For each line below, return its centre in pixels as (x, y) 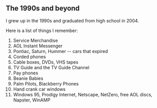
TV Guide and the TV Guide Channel (51, 67)
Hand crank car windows (39, 89)
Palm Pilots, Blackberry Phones (46, 84)
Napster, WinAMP (32, 100)
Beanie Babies (28, 78)
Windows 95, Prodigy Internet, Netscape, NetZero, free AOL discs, (83, 94)
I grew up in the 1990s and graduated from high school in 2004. (72, 20)
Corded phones (29, 57)
